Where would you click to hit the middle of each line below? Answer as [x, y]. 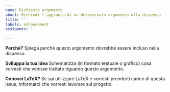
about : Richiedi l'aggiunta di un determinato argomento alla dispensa [83, 15]
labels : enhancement [27, 24]
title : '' [16, 19]
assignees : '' [20, 29]
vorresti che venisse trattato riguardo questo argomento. [65, 69]
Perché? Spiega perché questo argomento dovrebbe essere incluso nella [82, 48]
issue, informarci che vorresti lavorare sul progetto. [59, 84]
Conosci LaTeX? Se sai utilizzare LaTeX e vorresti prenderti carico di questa [85, 79]
